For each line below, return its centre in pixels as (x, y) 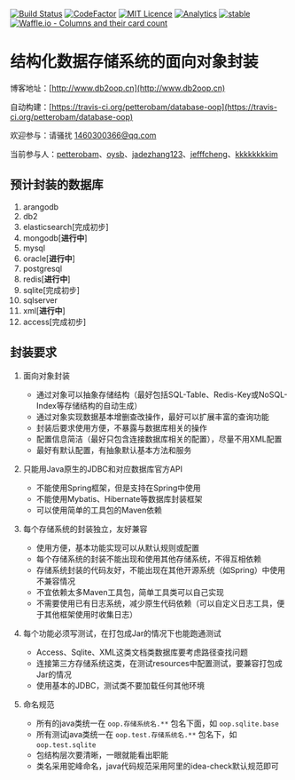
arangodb (41, 207)
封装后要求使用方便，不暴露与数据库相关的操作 (121, 427)
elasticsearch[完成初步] (66, 227)
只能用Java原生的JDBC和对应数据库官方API (102, 469)
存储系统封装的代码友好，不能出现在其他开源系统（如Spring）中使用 (161, 569)
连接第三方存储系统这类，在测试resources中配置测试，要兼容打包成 (159, 663)
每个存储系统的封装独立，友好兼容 (85, 529)
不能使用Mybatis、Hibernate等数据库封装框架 (119, 498)
